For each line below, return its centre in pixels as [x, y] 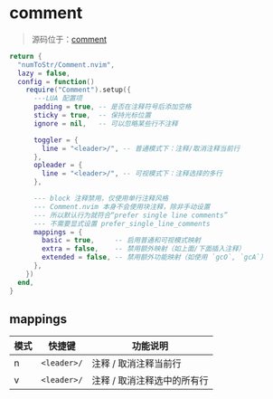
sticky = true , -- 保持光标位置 [92, 116]
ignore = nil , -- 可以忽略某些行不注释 [105, 123]
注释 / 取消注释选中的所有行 [151, 381]
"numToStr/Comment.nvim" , [66, 65]
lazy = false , [44, 73]
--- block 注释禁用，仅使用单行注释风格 [101, 199]
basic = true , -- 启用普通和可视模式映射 [122, 241]
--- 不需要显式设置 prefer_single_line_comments [122, 223]
